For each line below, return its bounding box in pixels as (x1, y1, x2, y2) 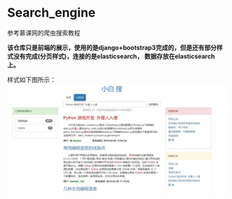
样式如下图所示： (7, 75, 56, 84)
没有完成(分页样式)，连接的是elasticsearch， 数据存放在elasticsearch (13, 52, 215, 60)
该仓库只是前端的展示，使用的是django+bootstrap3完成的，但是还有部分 (7, 43, 217, 51)
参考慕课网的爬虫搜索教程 (7, 28, 81, 37)
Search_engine (7, 5, 96, 21)
